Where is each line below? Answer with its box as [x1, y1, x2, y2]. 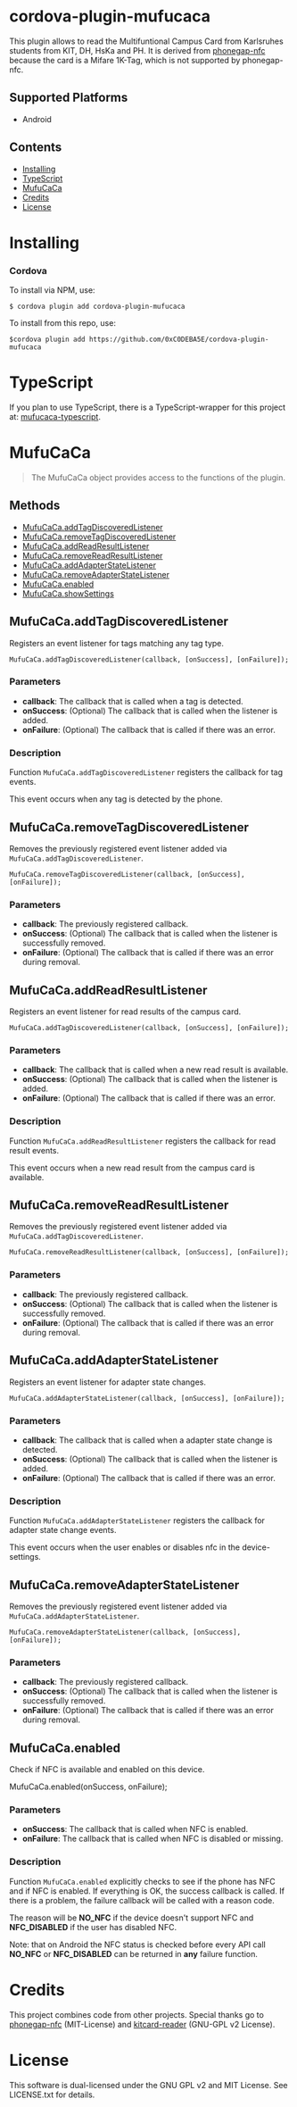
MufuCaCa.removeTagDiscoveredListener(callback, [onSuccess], [9, 870, 245, 879]
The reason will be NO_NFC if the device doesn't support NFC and [9, 1912, 254, 1923]
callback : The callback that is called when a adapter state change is [21, 1435, 274, 1445]
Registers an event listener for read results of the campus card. [9, 1006, 242, 1017]
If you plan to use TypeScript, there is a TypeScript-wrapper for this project [9, 402, 286, 412]
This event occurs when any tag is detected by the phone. [9, 794, 223, 804]
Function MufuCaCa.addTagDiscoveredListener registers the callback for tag [9, 767, 284, 778]
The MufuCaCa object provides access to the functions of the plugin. [30, 471, 285, 483]
